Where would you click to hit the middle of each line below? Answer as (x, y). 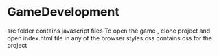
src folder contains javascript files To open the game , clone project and (109, 31)
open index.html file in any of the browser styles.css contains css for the (110, 38)
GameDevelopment (64, 12)
